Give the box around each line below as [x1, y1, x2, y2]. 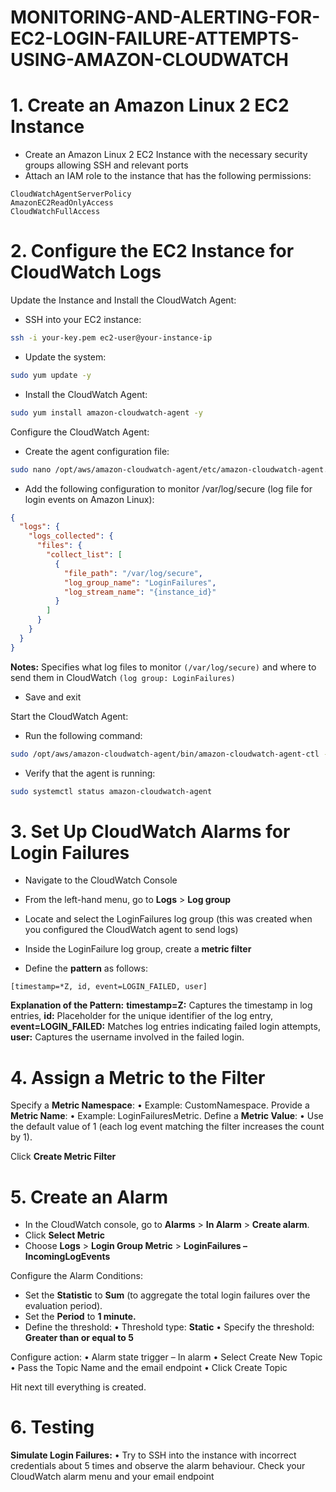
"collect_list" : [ [46, 550, 123, 560]
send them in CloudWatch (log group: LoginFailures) [10, 671, 236, 683]
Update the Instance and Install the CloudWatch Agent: [10, 294, 237, 306]
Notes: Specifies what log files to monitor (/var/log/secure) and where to [10, 661, 317, 673]
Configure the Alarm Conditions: [10, 1270, 143, 1282]
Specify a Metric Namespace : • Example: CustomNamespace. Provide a [10, 1099, 310, 1111]
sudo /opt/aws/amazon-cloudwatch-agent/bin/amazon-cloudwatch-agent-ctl [10, 749, 320, 759]
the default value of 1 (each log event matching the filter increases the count [10, 1121, 325, 1133]
